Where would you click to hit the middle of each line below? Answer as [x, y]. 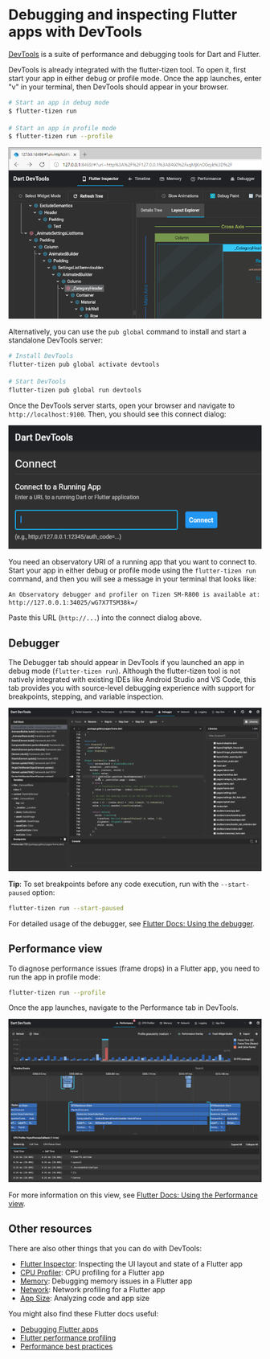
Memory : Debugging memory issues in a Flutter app [106, 1281]
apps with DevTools [75, 32]
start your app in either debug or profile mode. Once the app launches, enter [135, 78]
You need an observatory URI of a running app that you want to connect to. [133, 562]
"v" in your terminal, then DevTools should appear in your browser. [119, 87]
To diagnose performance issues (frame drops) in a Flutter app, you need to [134, 968]
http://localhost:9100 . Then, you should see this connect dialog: [117, 414]
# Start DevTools [37, 382]
